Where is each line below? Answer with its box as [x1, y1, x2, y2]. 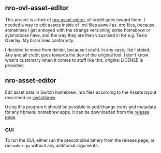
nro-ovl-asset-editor [5, 4, 69, 12]
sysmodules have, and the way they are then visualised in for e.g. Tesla [5, 32, 147, 38]
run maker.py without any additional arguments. [5, 142, 99, 148]
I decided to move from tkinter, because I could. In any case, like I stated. [5, 47, 151, 52]
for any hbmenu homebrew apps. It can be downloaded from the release [5, 109, 150, 115]
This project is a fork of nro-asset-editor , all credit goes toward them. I [5, 17, 145, 22]
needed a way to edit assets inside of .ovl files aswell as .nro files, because [5, 22, 155, 28]
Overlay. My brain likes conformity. [5, 37, 74, 43]
